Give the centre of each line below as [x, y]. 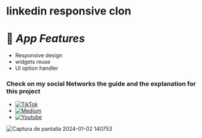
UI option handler [36, 68]
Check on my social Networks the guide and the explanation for [101, 84]
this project [24, 92]
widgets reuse [33, 62]
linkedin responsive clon [69, 11]
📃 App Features [46, 39]
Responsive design [39, 55]
